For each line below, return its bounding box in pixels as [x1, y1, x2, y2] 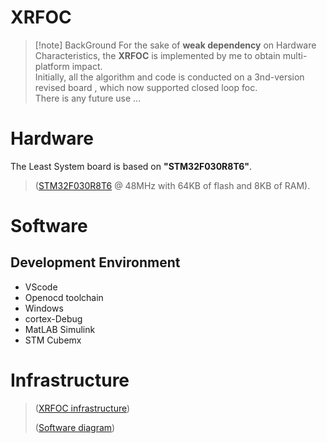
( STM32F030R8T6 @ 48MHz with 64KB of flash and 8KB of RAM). [34, 179, 311, 191]
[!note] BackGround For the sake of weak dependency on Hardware [34, 39, 317, 51]
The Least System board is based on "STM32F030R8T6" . [10, 160, 253, 172]
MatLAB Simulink [24, 323, 96, 335]
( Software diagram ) [34, 421, 116, 433]
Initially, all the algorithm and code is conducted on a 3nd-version [34, 71, 305, 83]
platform [34, 60, 70, 72]
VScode [24, 281, 58, 293]
